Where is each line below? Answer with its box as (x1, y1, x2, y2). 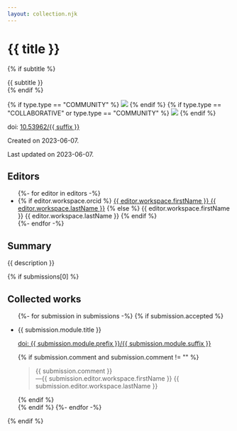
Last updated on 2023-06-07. (7, 150, 94, 158)
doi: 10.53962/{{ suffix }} (7, 122, 80, 131)
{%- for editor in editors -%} (17, 189, 101, 198)
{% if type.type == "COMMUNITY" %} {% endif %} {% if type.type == (7, 100, 222, 108)
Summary (7, 240, 52, 252)
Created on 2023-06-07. (7, 136, 79, 145)
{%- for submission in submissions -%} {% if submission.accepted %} (17, 312, 224, 320)
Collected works (7, 293, 82, 305)
